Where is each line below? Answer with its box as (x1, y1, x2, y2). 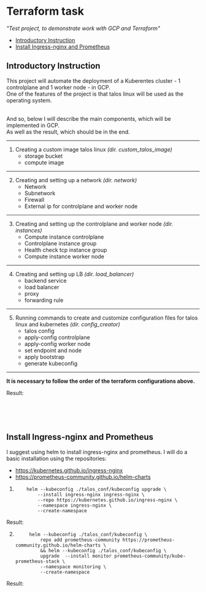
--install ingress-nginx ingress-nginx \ (37, 491, 145, 498)
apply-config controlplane (24, 333, 90, 341)
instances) (15, 226, 42, 234)
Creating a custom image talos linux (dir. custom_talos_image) (15, 145, 173, 153)
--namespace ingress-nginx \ (37, 502, 112, 509)
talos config (24, 327, 55, 334)
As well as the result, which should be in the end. (6, 128, 131, 136)
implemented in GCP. (6, 121, 60, 129)
